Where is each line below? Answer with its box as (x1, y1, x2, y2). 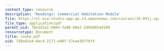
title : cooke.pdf (5, 34, 41, 39)
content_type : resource (5, 7, 54, 12)
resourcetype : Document (5, 30, 54, 34)
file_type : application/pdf (5, 20, 62, 26)
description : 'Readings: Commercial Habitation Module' (5, 12, 121, 17)
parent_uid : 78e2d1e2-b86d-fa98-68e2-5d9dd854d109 (5, 25, 110, 30)
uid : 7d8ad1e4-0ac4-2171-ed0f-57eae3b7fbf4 (5, 39, 95, 44)
